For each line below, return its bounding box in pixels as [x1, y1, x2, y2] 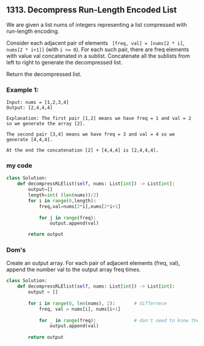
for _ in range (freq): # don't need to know [38, 317, 189, 324]
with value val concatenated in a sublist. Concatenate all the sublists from [6, 52, 190, 60]
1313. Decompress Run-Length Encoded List [6, 5, 177, 15]
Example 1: [6, 85, 39, 94]
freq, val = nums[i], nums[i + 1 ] [38, 306, 121, 312]
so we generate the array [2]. [6, 121, 86, 127]
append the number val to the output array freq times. [6, 266, 141, 273]
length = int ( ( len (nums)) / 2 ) [28, 192, 99, 198]
